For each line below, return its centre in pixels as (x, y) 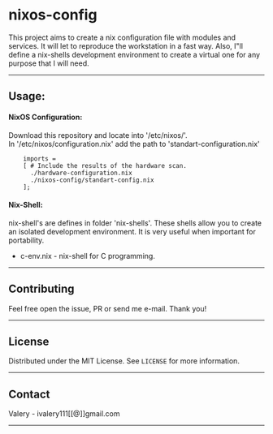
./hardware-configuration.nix (81, 173)
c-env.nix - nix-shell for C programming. (88, 256)
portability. (26, 240)
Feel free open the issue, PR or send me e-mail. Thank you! (108, 308)
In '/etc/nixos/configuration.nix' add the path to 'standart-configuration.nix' (134, 144)
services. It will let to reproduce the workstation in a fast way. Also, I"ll (126, 45)
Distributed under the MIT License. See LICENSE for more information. (124, 361)
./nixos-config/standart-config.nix (92, 180)
